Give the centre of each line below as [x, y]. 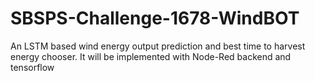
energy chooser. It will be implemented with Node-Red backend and [151, 56]
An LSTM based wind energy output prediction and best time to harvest [158, 46]
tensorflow [32, 67]
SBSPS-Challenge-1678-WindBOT [155, 18]
